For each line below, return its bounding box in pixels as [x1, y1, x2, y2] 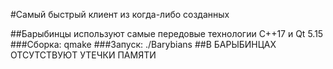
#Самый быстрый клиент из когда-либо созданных [10, 9, 230, 20]
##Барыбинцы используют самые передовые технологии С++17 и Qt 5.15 [10, 28, 324, 39]
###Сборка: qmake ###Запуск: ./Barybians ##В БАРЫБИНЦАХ [10, 39, 277, 50]
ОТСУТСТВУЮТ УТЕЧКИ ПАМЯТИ [10, 49, 157, 61]
